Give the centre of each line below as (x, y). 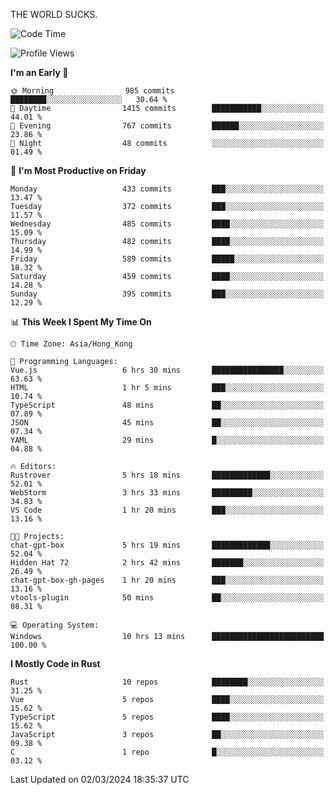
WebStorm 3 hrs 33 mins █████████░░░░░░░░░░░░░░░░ (167, 493)
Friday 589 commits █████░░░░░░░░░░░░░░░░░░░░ (167, 259)
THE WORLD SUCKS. (54, 14)
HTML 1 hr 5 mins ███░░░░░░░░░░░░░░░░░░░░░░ (167, 388)
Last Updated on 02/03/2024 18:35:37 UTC (100, 779)
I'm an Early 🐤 (39, 72)
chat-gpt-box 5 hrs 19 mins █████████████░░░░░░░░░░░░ (167, 545)
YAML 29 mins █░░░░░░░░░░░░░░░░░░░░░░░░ (167, 440)
